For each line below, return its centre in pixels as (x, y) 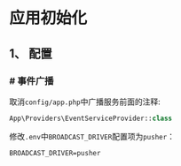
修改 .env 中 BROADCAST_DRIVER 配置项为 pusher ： (92, 136)
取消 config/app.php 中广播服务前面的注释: (85, 102)
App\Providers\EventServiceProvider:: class (91, 118)
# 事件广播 (31, 80)
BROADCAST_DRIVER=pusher (55, 153)
